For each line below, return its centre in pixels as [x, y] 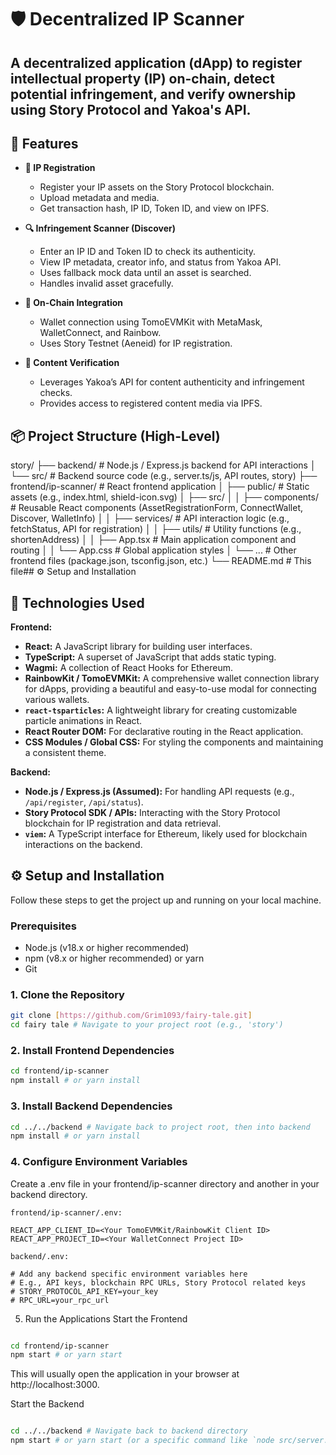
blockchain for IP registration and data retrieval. [123, 823]
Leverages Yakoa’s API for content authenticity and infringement [172, 382]
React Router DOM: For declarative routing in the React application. [164, 732]
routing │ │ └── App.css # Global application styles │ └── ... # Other [153, 550]
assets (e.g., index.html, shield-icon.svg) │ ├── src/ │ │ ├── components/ [164, 497]
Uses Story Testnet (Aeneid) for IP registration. [136, 343]
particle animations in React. [83, 721]
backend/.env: [40, 1256]
